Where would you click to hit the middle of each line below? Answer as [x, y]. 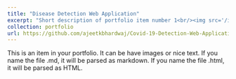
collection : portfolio [40, 27]
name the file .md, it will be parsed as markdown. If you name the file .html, [116, 61]
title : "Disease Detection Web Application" [73, 14]
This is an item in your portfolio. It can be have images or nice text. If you [112, 53]
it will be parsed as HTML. [45, 68]
